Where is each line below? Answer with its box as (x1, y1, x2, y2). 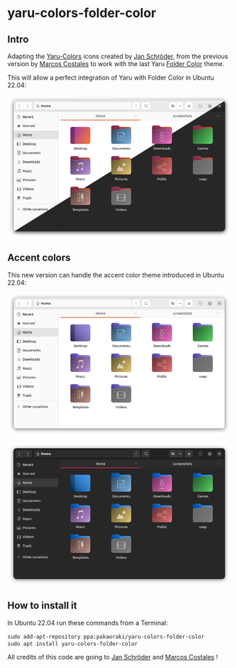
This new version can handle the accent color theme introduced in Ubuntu (7, 270, 225, 279)
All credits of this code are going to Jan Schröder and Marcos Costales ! (7, 652, 219, 661)
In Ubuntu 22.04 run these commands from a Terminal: (7, 618, 168, 627)
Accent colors (7, 252, 71, 264)
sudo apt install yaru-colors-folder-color (7, 640, 138, 647)
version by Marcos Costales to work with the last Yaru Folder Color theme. (7, 60, 225, 68)
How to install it (7, 600, 77, 612)
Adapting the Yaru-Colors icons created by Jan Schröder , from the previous (7, 52, 228, 60)
